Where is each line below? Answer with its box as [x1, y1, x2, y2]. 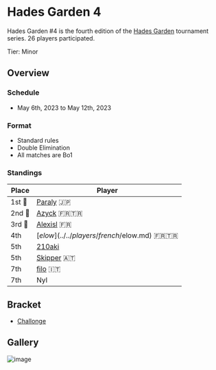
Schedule [7, 88, 40, 97]
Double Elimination [16, 143, 71, 152]
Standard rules [16, 136, 60, 144]
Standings [7, 167, 43, 177]
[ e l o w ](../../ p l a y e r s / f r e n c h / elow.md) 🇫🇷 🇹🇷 [36, 231, 178, 240]
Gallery [7, 337, 39, 349]
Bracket [7, 299, 41, 310]
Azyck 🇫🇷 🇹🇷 [36, 209, 83, 218]
